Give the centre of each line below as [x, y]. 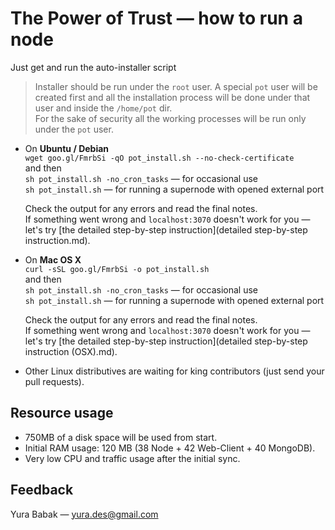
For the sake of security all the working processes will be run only [170, 118]
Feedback [42, 490]
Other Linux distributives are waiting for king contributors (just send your [174, 371]
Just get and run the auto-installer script [93, 67]
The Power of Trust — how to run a [156, 18]
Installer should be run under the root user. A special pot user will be [176, 86]
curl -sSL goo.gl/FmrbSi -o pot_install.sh [117, 269]
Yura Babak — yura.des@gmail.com [84, 514]
